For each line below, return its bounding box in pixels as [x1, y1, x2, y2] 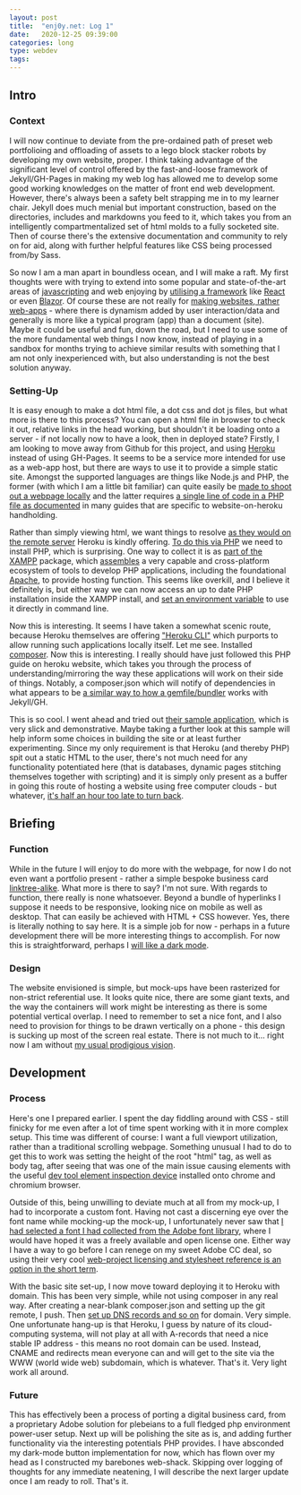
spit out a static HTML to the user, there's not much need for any [9, 752, 248, 763]
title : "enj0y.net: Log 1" [9, 22, 115, 30]
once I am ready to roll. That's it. [9, 1475, 129, 1486]
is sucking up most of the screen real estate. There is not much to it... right [9, 1030, 285, 1041]
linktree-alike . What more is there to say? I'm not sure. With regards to [9, 882, 268, 893]
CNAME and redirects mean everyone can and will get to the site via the [9, 1347, 275, 1358]
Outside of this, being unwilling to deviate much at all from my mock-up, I [9, 1197, 279, 1207]
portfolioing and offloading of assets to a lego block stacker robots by [9, 144, 267, 155]
